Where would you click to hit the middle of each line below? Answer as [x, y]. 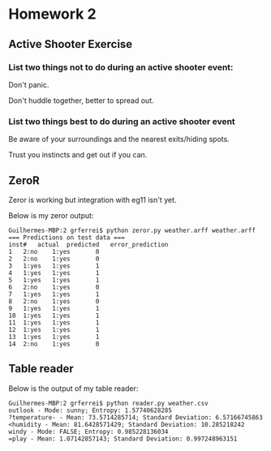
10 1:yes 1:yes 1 [54, 316]
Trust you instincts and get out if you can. [78, 155]
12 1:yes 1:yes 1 [54, 329]
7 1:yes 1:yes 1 [54, 294]
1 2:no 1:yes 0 [54, 251]
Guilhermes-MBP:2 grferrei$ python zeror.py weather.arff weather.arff [132, 230]
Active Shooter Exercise [71, 44]
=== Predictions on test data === [67, 237]
